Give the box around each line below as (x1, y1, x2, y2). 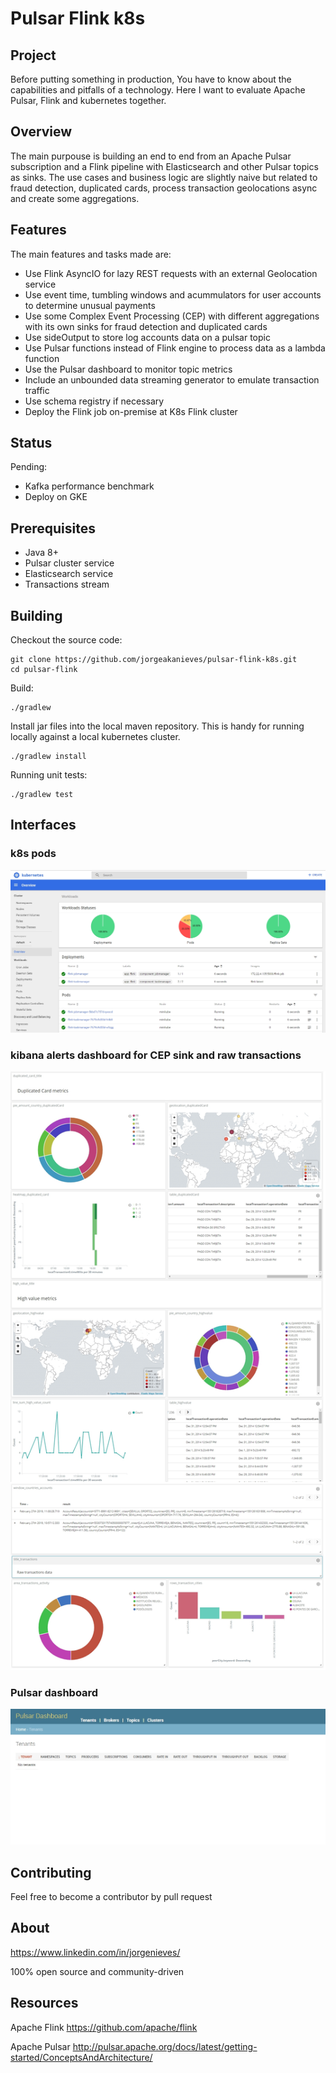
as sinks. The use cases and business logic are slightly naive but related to (10, 171, 318, 183)
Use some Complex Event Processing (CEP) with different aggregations (24, 310, 320, 322)
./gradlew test (10, 790, 74, 800)
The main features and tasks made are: (10, 248, 172, 260)
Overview (10, 123, 73, 141)
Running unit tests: (10, 769, 88, 781)
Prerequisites (10, 520, 96, 537)
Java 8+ (24, 547, 59, 559)
